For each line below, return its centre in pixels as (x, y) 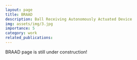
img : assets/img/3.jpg (29, 24)
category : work (21, 33)
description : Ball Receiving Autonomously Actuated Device (69, 19)
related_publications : (29, 38)
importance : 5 (20, 28)
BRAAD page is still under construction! (46, 52)
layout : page (19, 10)
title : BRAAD (19, 14)
